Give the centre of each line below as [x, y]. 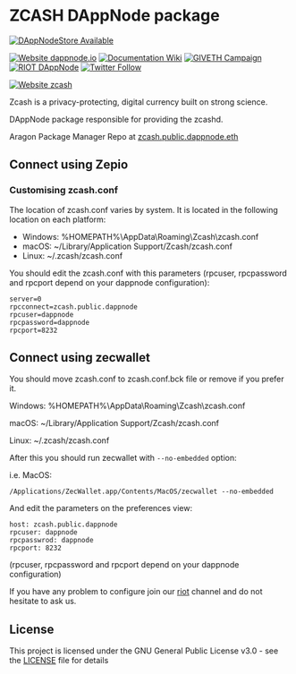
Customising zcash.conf [64, 191]
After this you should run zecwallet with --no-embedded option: [123, 458]
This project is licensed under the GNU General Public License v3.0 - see [144, 651]
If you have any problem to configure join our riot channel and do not [136, 592]
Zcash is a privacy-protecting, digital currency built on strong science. [139, 102]
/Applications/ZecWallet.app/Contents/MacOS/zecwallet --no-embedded [142, 492]
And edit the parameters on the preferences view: [101, 508]
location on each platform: [58, 219]
